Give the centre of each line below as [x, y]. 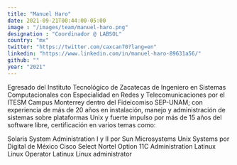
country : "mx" [28, 41]
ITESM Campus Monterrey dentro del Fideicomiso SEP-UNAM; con [105, 102]
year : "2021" [27, 67]
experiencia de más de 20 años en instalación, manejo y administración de [116, 110]
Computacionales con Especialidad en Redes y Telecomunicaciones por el [116, 95]
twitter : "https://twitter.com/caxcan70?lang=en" [82, 47]
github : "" [23, 60]
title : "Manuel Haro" [39, 14]
